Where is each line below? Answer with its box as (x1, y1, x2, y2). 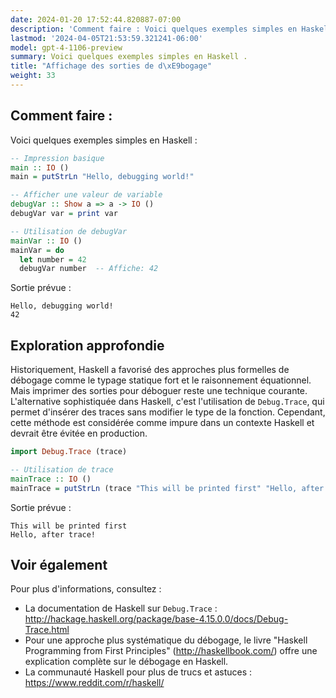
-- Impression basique (10, 153, 105, 163)
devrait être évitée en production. (10, 427, 148, 440)
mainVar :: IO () (10, 236, 83, 246)
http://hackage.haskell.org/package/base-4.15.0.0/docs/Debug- (24, 613, 289, 625)
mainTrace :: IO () (10, 474, 92, 484)
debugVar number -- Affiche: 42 (19, 264, 159, 274)
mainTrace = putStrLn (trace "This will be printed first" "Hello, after (10, 483, 325, 493)
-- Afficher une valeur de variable (10, 190, 163, 200)
